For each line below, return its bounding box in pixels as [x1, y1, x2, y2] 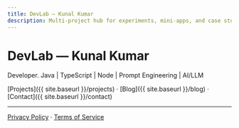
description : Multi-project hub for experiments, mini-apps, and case [7, 17, 221, 24]
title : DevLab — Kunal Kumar [7, 10, 94, 18]
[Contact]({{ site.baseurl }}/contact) [7, 92, 112, 101]
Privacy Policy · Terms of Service [7, 113, 105, 122]
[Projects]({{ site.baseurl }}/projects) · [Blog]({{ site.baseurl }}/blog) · [7, 85, 210, 93]
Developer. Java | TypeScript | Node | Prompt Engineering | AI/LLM [7, 71, 204, 80]
